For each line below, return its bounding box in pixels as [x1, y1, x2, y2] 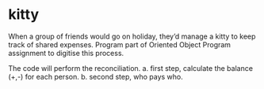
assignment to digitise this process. [8, 48, 124, 57]
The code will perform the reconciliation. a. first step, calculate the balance [8, 63, 254, 72]
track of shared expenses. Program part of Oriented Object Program [8, 39, 231, 49]
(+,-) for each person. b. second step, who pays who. [8, 72, 184, 81]
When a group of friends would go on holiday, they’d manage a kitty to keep [8, 32, 256, 41]
